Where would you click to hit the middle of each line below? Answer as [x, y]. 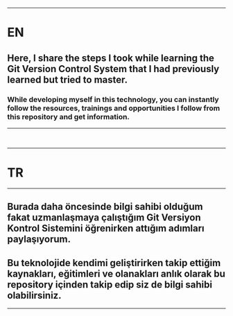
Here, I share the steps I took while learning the [111, 58]
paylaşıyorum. [39, 239]
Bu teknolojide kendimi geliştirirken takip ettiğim [114, 263]
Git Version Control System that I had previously [113, 69]
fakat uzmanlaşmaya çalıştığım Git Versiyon [104, 218]
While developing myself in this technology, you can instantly [113, 99]
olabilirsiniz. [34, 295]
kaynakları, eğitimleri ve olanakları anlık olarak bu [116, 273]
